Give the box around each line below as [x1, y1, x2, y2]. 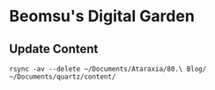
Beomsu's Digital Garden [9, 6, 196, 26]
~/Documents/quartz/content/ [9, 72, 116, 81]
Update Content [9, 41, 99, 56]
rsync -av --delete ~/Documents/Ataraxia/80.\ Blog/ [9, 64, 207, 73]
